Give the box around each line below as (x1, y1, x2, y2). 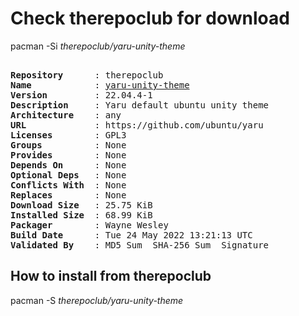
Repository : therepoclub (10, 69, 164, 81)
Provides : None (10, 149, 127, 161)
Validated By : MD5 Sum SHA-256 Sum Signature (10, 239, 270, 251)
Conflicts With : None (10, 179, 127, 191)
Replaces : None (10, 189, 127, 201)
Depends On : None (10, 159, 127, 171)
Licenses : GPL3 (10, 129, 127, 141)
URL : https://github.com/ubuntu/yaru (10, 119, 264, 131)
